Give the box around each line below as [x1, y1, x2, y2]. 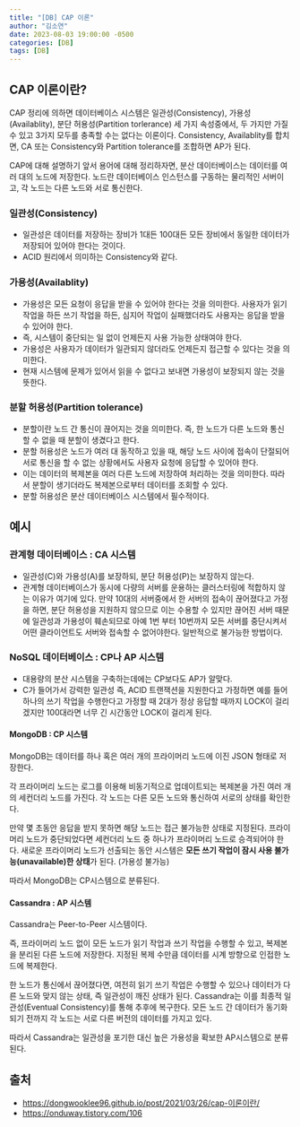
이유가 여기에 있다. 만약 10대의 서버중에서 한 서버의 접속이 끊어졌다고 [31, 593, 272, 603]
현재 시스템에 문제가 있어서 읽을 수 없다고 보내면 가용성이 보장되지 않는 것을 [21, 365, 286, 377]
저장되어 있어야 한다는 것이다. [21, 240, 126, 251]
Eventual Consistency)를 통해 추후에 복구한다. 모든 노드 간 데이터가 [26, 1001, 264, 1013]
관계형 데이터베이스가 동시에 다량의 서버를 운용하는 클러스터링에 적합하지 [21, 582, 277, 593]
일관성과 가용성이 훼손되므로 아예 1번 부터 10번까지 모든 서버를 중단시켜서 [31, 615, 287, 626]
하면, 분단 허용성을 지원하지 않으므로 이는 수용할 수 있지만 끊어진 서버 [31, 604, 273, 615]
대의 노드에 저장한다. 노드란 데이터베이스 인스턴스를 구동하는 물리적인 [18, 171, 261, 182]
